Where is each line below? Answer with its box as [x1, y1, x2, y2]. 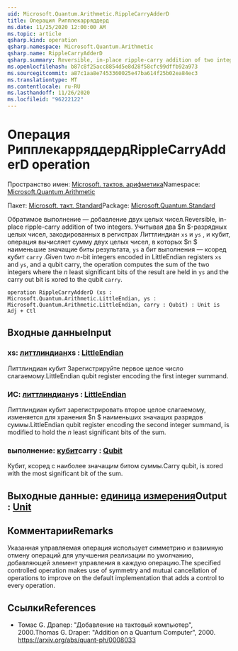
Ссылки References [7, 601, 96, 613]
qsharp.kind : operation [7, 37, 78, 44]
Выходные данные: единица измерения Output [7, 489, 227, 502]
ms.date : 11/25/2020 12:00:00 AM [7, 23, 106, 30]
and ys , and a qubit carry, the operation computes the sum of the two [7, 260, 210, 268]
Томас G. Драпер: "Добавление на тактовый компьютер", [17, 621, 193, 629]
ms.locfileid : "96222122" [7, 96, 84, 103]
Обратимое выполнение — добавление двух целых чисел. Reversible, [7, 215, 217, 223]
